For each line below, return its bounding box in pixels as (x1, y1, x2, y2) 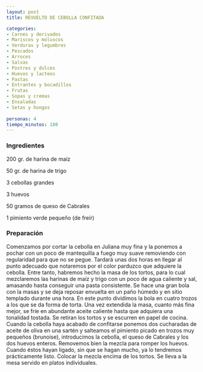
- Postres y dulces (6, 65, 56, 71)
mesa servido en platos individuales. (6, 359, 98, 366)
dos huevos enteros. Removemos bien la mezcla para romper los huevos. (6, 339, 189, 347)
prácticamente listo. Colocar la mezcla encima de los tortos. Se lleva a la (6, 353, 187, 360)
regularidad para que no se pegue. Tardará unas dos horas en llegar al (6, 255, 182, 263)
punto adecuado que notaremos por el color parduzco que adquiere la (6, 262, 182, 269)
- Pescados (6, 48, 34, 55)
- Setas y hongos (6, 104, 50, 110)
